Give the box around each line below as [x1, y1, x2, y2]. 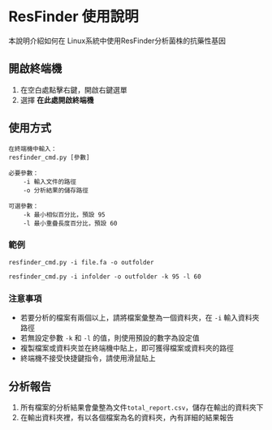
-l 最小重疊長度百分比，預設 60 [23, 219, 118, 227]
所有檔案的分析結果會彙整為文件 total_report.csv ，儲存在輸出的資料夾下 [19, 402, 264, 412]
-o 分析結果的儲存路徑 [23, 186, 89, 195]
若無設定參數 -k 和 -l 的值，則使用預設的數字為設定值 [19, 333, 201, 343]
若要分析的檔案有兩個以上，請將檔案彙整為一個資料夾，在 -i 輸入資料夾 [19, 313, 260, 323]
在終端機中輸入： [8, 144, 58, 153]
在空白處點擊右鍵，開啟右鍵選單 [19, 84, 127, 94]
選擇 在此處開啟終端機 [19, 95, 94, 105]
